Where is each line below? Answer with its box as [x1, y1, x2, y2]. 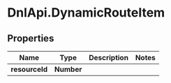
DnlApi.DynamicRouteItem [7, 5, 165, 21]
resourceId [10, 64, 48, 74]
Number [54, 64, 82, 74]
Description [88, 53, 129, 62]
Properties [7, 33, 54, 44]
